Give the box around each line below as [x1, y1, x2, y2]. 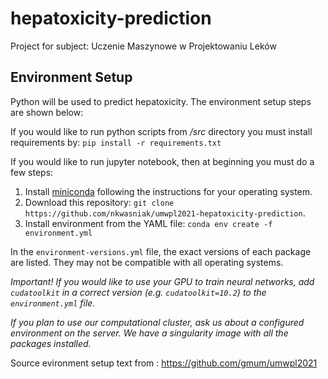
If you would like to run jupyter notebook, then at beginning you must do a [10, 155, 315, 167]
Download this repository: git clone [24, 196, 175, 208]
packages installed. [10, 337, 92, 349]
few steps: [10, 166, 54, 178]
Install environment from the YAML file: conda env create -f [24, 217, 273, 229]
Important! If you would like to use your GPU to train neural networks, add [10, 275, 315, 287]
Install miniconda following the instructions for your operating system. [24, 185, 313, 197]
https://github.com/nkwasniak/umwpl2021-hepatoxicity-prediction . [24, 207, 306, 219]
